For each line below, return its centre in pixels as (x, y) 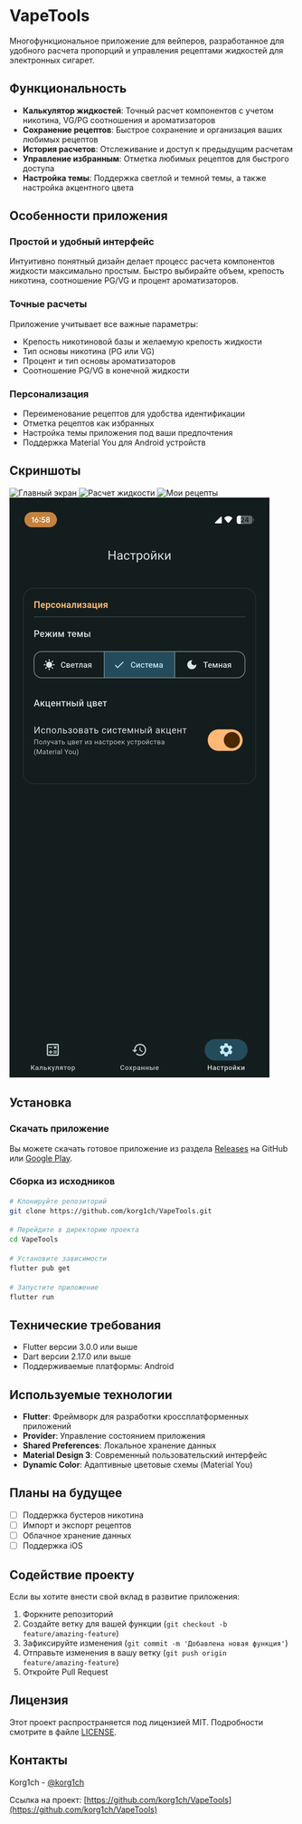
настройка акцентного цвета (78, 188)
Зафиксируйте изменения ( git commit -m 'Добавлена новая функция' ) (155, 1643)
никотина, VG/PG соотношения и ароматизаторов (119, 120)
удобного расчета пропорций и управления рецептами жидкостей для (146, 50)
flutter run (32, 1297)
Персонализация (49, 393)
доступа (38, 168)
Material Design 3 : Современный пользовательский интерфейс (145, 1455)
